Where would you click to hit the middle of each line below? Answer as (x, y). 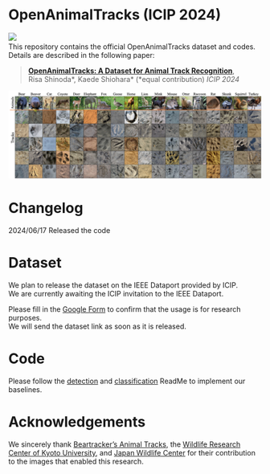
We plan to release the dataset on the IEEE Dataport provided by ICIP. (123, 285)
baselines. (25, 389)
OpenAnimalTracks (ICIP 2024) (115, 15)
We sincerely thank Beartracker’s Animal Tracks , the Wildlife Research (125, 444)
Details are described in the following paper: (82, 55)
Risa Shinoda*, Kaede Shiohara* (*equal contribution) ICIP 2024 (133, 79)
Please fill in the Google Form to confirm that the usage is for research (125, 309)
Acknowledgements (77, 422)
